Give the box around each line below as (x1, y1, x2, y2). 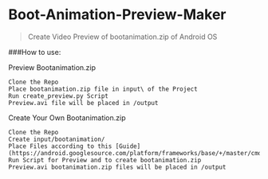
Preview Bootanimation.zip (8, 62, 97, 72)
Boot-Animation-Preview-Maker (8, 6, 227, 24)
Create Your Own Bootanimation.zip (8, 113, 126, 123)
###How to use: (8, 47, 61, 56)
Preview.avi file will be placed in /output (8, 99, 159, 107)
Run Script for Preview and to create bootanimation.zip (8, 156, 202, 164)
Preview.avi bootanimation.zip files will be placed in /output (8, 163, 227, 171)
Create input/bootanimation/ (8, 135, 105, 143)
